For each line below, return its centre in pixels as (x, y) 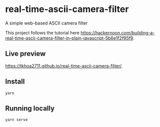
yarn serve (16, 120)
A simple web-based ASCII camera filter (46, 23)
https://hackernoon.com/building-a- (118, 32)
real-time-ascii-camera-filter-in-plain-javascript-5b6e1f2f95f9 (69, 38)
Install (15, 82)
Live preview (25, 54)
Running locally (30, 108)
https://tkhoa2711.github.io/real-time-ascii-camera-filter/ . (64, 65)
